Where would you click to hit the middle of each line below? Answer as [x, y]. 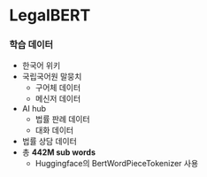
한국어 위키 [41, 65]
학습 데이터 [31, 45]
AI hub [34, 109]
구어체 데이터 [58, 88]
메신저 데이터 [58, 99]
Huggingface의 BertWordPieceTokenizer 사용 [117, 164]
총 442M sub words [58, 152]
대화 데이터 [54, 130]
